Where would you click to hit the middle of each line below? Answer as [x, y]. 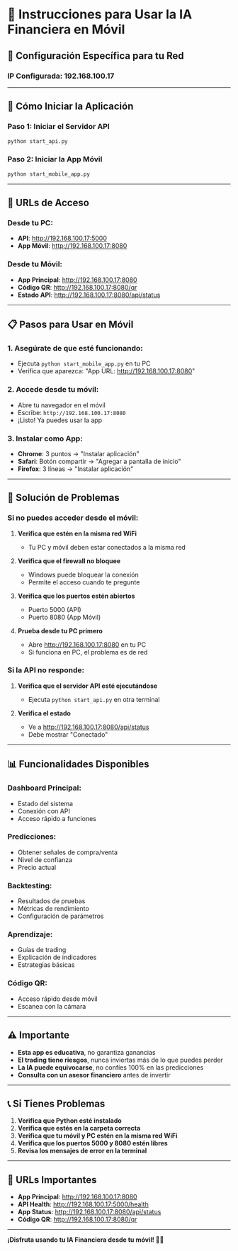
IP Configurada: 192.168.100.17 [61, 76]
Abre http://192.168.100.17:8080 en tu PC [87, 645]
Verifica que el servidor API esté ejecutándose [87, 686]
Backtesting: [30, 885]
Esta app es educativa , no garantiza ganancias [86, 1052]
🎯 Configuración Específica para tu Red [96, 56]
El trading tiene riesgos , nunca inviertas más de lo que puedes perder [120, 1060]
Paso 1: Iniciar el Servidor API [58, 127]
